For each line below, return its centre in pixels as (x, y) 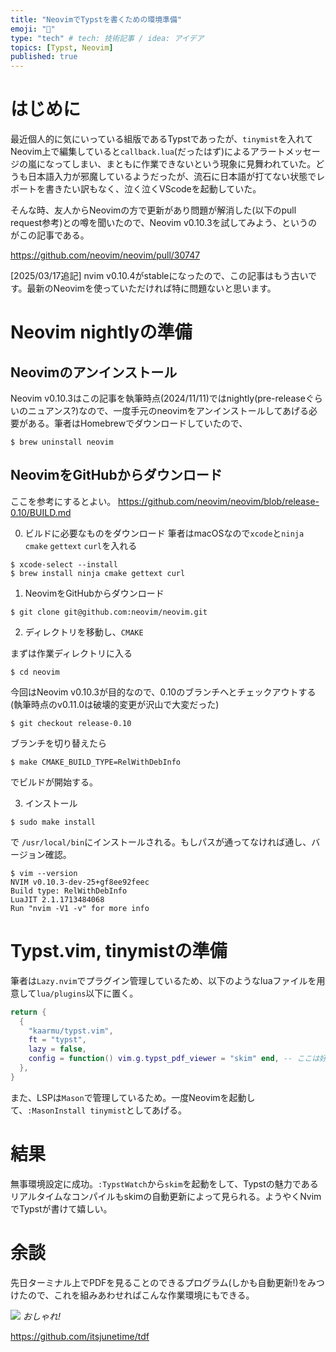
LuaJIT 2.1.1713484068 (57, 899)
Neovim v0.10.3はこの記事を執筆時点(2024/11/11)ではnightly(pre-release (158, 398)
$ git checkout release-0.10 (71, 723)
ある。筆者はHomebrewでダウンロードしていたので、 (137, 423)
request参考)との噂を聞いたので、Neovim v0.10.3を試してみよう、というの (164, 223)
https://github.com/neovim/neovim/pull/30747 (105, 255)
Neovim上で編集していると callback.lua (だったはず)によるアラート (148, 152)
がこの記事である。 (50, 235)
